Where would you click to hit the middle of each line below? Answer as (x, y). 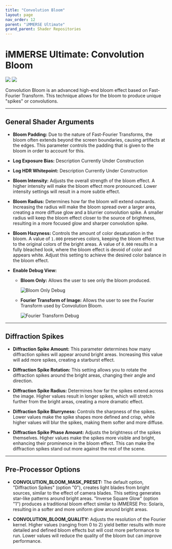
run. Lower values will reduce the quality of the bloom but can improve (87, 535)
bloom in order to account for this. (49, 151)
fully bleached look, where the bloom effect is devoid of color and (82, 249)
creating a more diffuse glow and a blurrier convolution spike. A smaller (88, 212)
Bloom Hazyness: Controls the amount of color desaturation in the (83, 233)
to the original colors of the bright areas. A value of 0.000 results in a (85, 244)
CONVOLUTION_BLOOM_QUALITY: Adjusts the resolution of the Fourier (89, 519)
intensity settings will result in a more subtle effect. (66, 191)
